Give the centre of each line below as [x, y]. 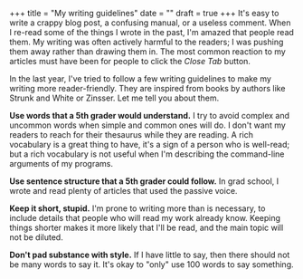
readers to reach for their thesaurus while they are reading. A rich [131, 135]
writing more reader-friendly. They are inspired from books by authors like [147, 88]
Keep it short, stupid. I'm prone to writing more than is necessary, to [137, 208]
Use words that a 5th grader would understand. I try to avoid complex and [150, 115]
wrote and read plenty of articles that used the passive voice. [123, 191]
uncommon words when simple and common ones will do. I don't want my [148, 125]
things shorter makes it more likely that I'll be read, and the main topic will [147, 227]
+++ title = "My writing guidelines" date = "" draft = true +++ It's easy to [144, 13]
